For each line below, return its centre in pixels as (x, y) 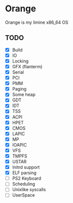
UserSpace (24, 195)
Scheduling (24, 184)
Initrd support (26, 167)
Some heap (24, 95)
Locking (20, 61)
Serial (18, 72)
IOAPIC (19, 145)
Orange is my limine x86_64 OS (37, 22)
